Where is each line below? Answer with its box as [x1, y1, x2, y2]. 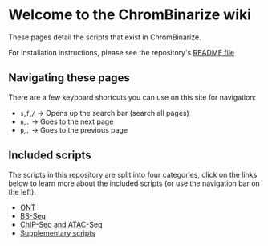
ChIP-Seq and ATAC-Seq [19, 219, 103, 229]
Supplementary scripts [19, 228, 95, 238]
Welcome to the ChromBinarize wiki [8, 6, 251, 24]
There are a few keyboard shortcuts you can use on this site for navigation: [8, 92, 257, 102]
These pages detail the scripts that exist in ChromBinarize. [8, 32, 202, 42]
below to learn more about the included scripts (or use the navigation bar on [8, 178, 261, 188]
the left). [8, 187, 36, 196]
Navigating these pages [8, 71, 131, 85]
